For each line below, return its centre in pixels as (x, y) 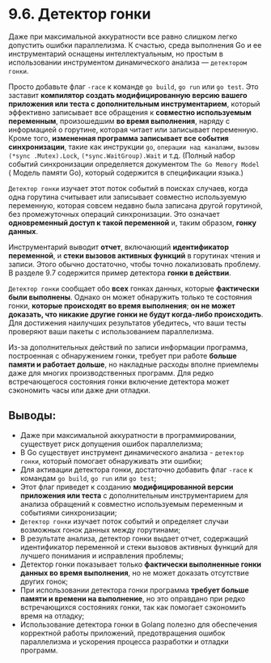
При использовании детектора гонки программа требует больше (134, 590)
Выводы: (32, 416)
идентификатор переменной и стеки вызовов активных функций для (139, 546)
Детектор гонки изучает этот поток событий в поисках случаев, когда (128, 188)
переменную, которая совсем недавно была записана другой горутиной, (135, 205)
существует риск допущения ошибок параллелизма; (112, 444)
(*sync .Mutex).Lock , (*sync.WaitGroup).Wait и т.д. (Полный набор (122, 155)
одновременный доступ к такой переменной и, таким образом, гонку (133, 223)
